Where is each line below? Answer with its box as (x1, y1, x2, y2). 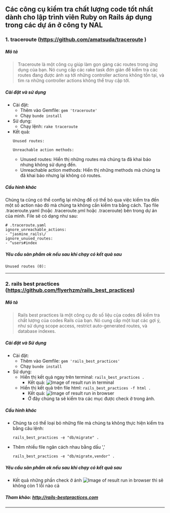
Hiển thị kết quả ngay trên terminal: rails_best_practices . (20, 374, 145, 380)
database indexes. (17, 328, 56, 334)
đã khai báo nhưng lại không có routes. (20, 173, 102, 179)
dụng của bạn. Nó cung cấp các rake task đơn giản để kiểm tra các (17, 67, 158, 73)
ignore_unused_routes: (5, 236, 53, 241)
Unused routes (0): (5, 264, 47, 269)
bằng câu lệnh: (12, 425, 44, 431)
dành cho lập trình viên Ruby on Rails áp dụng (5, 13, 152, 22)
